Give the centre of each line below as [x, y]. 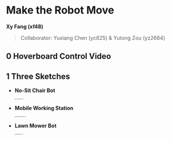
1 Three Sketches [38, 76]
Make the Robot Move [60, 10]
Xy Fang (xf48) [25, 26]
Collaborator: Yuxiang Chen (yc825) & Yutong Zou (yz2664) [93, 38]
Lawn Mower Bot [35, 126]
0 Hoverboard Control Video [59, 56]
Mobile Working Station [44, 108]
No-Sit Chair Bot [35, 90]
